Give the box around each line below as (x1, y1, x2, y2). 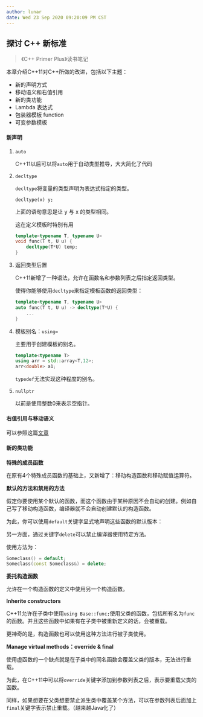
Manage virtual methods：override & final (6, 643, 114, 651)
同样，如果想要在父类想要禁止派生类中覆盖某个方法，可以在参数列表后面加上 (6, 696, 197, 704)
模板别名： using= (14, 327, 59, 335)
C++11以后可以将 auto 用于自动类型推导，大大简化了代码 (14, 160, 153, 167)
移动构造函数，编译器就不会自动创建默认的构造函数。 (22, 505, 155, 512)
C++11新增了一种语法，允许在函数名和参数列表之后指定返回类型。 (14, 274, 179, 281)
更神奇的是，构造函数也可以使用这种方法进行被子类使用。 (6, 630, 149, 637)
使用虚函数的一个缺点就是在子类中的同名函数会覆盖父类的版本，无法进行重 (6, 656, 192, 663)
